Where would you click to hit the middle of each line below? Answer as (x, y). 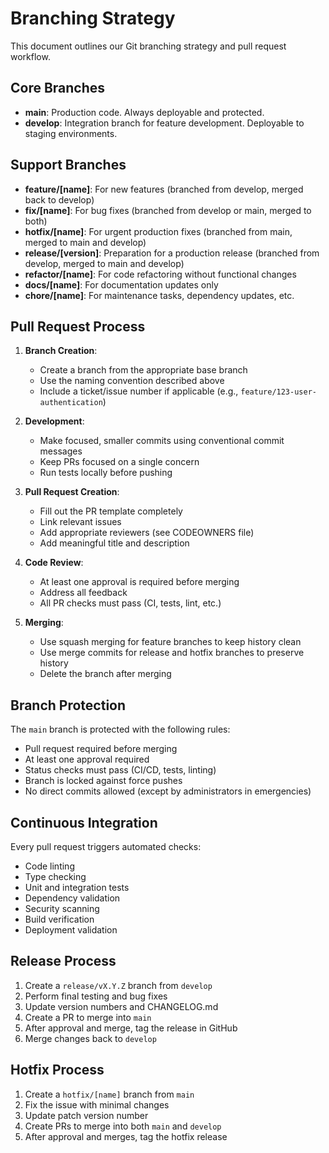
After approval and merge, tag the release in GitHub (131, 1028)
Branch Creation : (61, 351)
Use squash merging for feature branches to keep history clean (170, 642)
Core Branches (58, 88)
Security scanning (62, 908)
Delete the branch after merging (105, 674)
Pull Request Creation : (72, 492)
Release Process (63, 961)
